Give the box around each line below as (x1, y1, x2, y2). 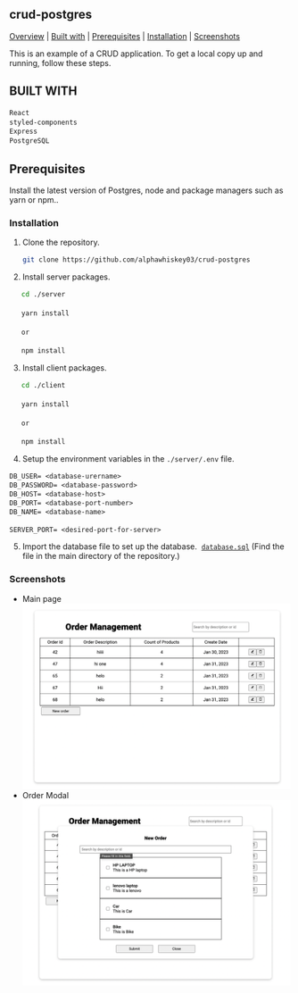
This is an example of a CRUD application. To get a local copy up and (9, 48, 263, 59)
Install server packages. (21, 271, 111, 282)
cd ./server (21, 290, 66, 299)
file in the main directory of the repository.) (21, 551, 180, 562)
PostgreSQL (9, 137, 50, 146)
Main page (21, 593, 62, 604)
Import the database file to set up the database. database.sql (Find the (21, 541, 285, 552)
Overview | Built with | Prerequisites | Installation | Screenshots (9, 30, 241, 41)
